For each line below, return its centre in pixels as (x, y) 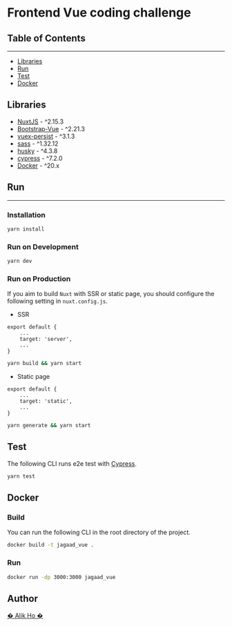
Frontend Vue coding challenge (99, 13)
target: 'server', (46, 340)
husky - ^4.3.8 (37, 150)
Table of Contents (47, 38)
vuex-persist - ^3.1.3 (46, 136)
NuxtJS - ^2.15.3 (40, 121)
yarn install (26, 229)
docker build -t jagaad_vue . (51, 545)
